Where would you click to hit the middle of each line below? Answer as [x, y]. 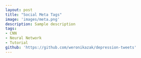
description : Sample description [40, 24]
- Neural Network [23, 38]
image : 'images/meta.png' [32, 19]
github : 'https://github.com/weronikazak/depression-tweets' [71, 47]
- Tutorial [17, 43]
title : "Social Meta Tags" [34, 15]
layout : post [19, 10]
